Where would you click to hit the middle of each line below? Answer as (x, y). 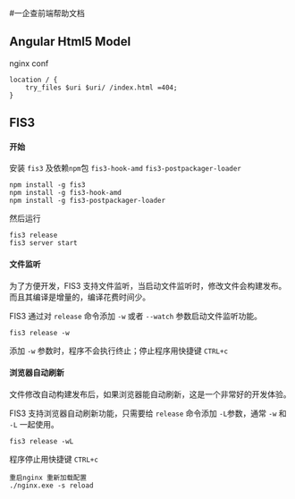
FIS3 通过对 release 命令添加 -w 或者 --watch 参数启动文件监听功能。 (135, 316)
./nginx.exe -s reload (51, 486)
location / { (34, 80)
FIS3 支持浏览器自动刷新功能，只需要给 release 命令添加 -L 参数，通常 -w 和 (148, 413)
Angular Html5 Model (70, 42)
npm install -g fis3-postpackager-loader (88, 201)
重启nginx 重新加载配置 (48, 478)
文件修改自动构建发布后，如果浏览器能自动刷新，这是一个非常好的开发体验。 (150, 394)
